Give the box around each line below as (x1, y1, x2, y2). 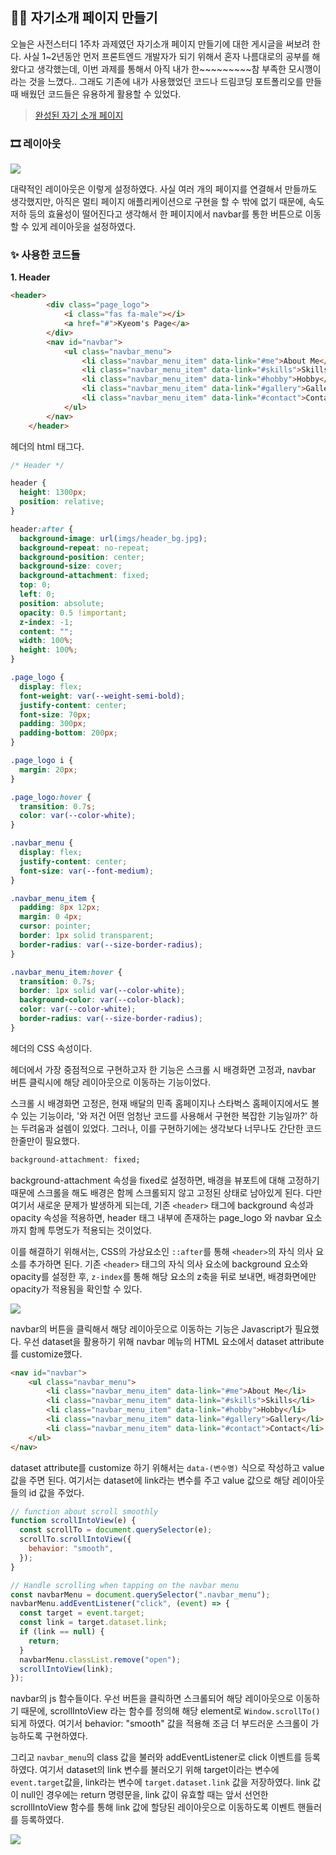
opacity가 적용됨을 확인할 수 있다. (10, 1283, 143, 1295)
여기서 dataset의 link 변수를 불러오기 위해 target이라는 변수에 (39, 1764, 280, 1776)
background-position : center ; (19, 552, 145, 562)
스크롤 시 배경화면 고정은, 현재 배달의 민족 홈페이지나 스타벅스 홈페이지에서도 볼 (10, 1097, 320, 1109)
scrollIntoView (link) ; (19, 1664, 114, 1674)
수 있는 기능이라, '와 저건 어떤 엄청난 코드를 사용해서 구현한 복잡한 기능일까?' (10, 1109, 308, 1122)
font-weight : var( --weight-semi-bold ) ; (19, 691, 186, 701)
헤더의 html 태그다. (10, 440, 85, 452)
